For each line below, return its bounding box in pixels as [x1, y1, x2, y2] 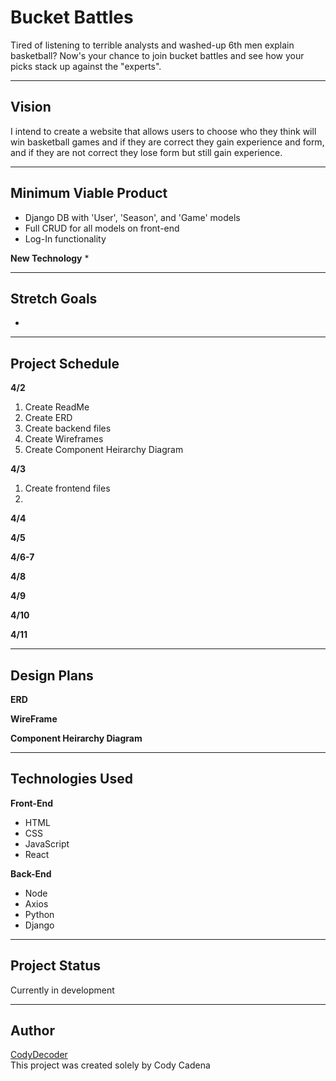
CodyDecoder [10, 1049, 68, 1061]
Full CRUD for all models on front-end [24, 222, 180, 234]
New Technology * [10, 252, 90, 264]
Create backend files [24, 422, 112, 435]
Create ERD [24, 412, 73, 424]
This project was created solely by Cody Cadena [10, 1059, 211, 1071]
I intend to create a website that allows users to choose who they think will [10, 125, 317, 137]
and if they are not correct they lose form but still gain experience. [10, 146, 283, 158]
